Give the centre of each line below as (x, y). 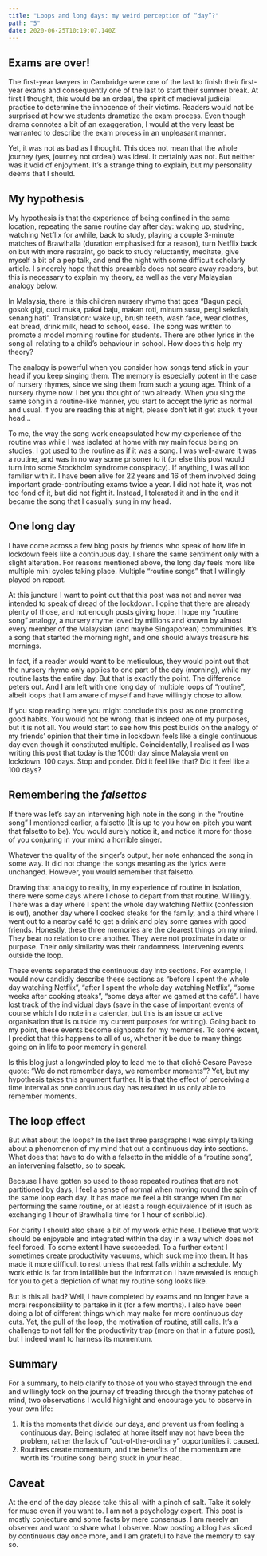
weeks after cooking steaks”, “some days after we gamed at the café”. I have (134, 996)
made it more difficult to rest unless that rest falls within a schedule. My (126, 1264)
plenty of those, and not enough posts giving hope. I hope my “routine (124, 611)
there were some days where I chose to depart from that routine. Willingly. (130, 896)
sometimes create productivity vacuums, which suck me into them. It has (128, 1255)
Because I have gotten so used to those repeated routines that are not (123, 1181)
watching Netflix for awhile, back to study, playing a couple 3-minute (121, 235)
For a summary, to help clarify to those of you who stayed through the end (130, 1383)
